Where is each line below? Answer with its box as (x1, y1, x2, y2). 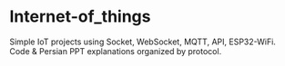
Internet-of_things (9, 6, 151, 27)
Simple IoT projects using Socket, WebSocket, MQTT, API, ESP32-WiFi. (9, 36, 276, 47)
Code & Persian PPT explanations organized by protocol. (9, 45, 222, 56)
